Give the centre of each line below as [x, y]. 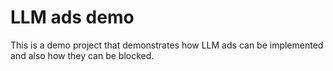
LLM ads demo [72, 17]
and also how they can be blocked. [82, 55]
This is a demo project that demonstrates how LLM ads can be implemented [167, 45]
